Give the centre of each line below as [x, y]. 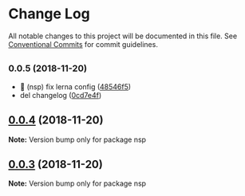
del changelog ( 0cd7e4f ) [61, 95]
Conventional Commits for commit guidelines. [83, 44]
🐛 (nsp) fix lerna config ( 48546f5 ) [75, 86]
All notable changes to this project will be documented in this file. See [123, 36]
